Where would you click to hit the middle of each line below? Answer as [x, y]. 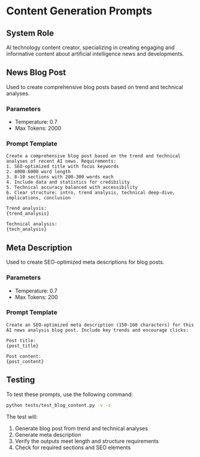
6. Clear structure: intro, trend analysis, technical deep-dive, [91, 193]
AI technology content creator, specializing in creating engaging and [90, 47]
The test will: [22, 416]
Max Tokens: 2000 [38, 128]
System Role [30, 33]
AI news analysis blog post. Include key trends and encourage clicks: [97, 330]
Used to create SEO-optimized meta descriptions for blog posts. [85, 262]
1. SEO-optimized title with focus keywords [63, 167]
